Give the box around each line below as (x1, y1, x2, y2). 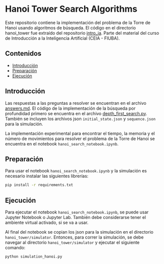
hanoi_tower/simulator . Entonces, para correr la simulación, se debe (5, 234, 144, 240)
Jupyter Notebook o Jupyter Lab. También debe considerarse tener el (5, 215, 146, 220)
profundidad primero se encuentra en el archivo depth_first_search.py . (5, 110, 147, 116)
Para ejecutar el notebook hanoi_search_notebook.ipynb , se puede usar (5, 209, 149, 215)
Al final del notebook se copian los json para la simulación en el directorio (5, 229, 154, 235)
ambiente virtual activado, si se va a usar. (5, 219, 89, 226)
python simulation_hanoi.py (5, 254, 63, 259)
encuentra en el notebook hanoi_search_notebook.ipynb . (5, 141, 119, 146)
